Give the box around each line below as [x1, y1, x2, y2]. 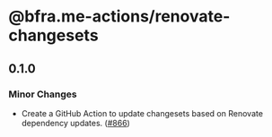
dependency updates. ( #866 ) [21, 117, 131, 128]
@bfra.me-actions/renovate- [8, 6, 231, 27]
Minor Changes [8, 88, 77, 100]
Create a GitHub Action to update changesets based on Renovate [21, 107, 264, 118]
